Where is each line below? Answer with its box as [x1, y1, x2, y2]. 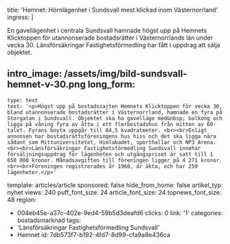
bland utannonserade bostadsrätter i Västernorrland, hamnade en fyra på [7, 109, 223, 116]
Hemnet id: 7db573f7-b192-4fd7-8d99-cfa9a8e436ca [16, 230, 170, 239]
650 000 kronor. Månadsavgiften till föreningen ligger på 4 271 [7, 157, 198, 164]
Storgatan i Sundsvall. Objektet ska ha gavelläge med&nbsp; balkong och [7, 114, 223, 122]
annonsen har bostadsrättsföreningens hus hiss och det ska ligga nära [7, 133, 216, 140]
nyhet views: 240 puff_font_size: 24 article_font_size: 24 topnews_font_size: [7, 188, 222, 196]
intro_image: [7, 68, 62, 80]
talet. [7, 127, 26, 134]
